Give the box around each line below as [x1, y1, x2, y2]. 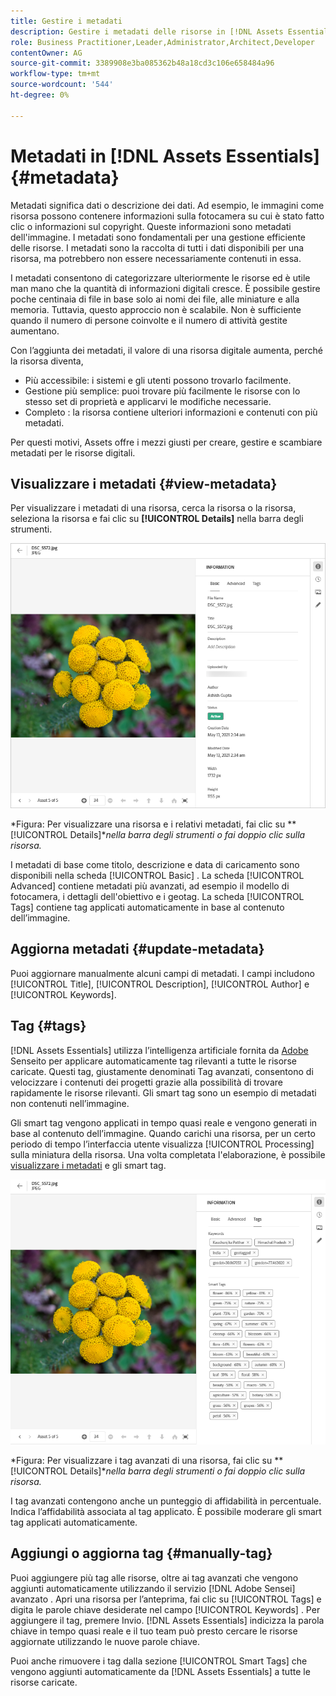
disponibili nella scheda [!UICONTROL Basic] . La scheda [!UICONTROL [10, 870, 305, 882]
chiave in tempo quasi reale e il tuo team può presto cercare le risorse [10, 1625, 298, 1637]
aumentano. [10, 325, 60, 337]
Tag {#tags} [10, 1018, 87, 1035]
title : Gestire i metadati [10, 16, 123, 26]
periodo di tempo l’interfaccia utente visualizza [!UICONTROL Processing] [10, 1138, 315, 1150]
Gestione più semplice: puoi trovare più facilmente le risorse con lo [24, 385, 301, 397]
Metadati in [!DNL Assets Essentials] [10, 145, 320, 167]
